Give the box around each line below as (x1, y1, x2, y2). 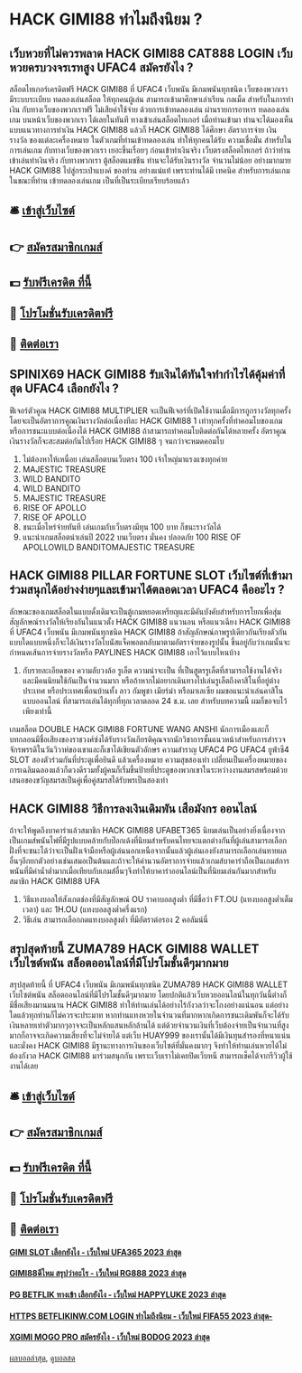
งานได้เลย (9, 1060, 39, 1071)
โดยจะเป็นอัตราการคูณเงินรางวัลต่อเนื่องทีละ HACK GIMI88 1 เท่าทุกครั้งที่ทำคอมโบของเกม (9, 415, 283, 426)
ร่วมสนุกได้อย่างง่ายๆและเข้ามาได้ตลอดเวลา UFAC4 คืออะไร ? (9, 582, 286, 597)
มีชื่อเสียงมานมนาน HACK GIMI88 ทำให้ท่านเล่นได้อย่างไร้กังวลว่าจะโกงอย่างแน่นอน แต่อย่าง (9, 1000, 288, 1011)
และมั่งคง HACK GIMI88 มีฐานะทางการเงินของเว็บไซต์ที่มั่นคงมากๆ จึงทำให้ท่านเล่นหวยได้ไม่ (9, 1040, 287, 1051)
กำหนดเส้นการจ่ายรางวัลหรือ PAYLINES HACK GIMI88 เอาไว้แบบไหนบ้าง (9, 646, 241, 657)
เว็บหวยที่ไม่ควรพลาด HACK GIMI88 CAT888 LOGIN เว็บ (9, 45, 293, 61)
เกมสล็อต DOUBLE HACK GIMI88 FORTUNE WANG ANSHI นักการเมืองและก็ (9, 723, 270, 734)
